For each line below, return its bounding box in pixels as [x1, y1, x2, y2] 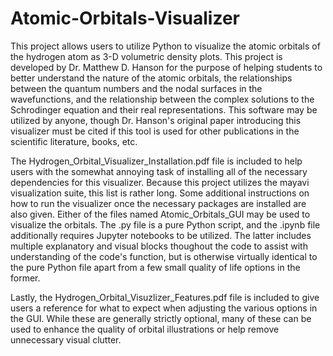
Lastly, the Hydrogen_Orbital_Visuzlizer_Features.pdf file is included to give [10, 291, 320, 303]
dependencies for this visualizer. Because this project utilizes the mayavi [10, 176, 310, 188]
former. [10, 272, 41, 284]
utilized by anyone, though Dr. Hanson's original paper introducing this [10, 114, 302, 126]
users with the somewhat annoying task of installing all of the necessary [10, 165, 308, 177]
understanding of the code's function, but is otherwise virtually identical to [10, 250, 318, 262]
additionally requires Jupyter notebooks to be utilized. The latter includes [10, 229, 312, 241]
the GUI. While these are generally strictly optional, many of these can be [10, 312, 312, 324]
